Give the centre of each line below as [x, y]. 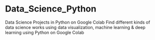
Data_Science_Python [51, 9]
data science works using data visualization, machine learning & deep [75, 27]
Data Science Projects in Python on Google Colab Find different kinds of [78, 22]
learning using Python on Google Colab [45, 32]
